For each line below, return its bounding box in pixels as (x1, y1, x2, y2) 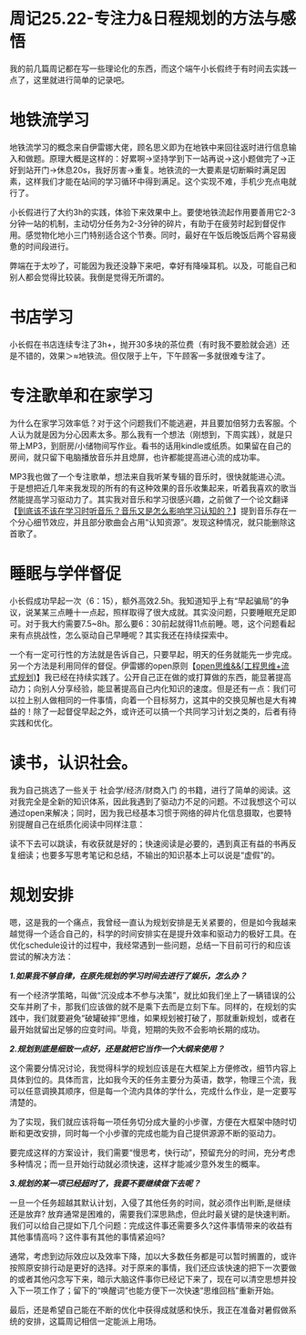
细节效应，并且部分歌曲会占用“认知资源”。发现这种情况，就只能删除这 (33, 516, 296, 527)
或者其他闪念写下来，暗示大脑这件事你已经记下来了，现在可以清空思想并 (16, 1273, 289, 1284)
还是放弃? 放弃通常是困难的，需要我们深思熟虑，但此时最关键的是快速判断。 (9, 1208, 296, 1219)
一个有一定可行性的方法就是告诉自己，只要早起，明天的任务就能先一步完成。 (9, 648, 297, 659)
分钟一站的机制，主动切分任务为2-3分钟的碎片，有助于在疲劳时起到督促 (9, 218, 279, 229)
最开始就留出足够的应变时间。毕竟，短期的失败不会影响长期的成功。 (9, 1023, 265, 1035)
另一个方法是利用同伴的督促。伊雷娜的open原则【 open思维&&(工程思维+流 (9, 660, 290, 671)
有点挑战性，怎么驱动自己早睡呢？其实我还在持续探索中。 (16, 629, 233, 640)
